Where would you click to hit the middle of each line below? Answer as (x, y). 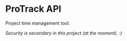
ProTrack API (33, 9)
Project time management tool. (38, 23)
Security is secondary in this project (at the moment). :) (64, 33)
